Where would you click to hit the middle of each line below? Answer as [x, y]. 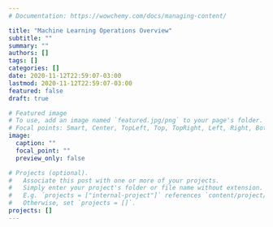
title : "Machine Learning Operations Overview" [91, 30]
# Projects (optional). [49, 173]
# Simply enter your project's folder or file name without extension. [136, 188]
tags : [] [23, 61]
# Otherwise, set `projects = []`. [72, 203]
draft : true [28, 98]
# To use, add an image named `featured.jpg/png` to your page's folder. [136, 121]
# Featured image [38, 113]
